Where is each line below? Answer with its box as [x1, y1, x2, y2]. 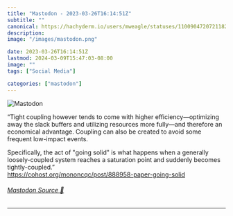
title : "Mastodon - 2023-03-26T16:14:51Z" [7, 10, 132, 17]
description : [7, 29, 45, 37]
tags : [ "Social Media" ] [7, 67, 76, 75]
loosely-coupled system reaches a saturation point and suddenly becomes [7, 155, 221, 163]
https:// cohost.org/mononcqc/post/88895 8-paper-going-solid [7, 170, 186, 179]
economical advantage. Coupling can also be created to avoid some [7, 127, 202, 136]
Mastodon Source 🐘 [7, 186, 64, 195]
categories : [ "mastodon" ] [7, 80, 82, 87]
